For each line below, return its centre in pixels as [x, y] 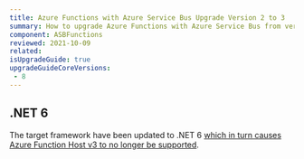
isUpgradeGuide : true [50, 60]
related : [26, 51]
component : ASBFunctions [56, 34]
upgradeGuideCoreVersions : [60, 69]
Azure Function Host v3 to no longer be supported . [104, 145]
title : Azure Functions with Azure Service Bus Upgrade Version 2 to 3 [147, 18]
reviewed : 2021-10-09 [50, 43]
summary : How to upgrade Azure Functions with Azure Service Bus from [145, 26]
